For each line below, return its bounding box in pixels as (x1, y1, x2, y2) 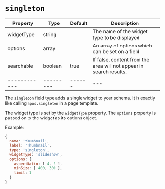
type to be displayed (92, 34, 140, 41)
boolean (43, 62, 62, 69)
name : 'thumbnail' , (9, 139, 50, 143)
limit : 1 (14, 170, 32, 175)
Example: (5, 124, 24, 130)
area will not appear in (92, 62, 144, 69)
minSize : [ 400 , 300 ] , (14, 166, 63, 171)
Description (111, 20, 139, 26)
